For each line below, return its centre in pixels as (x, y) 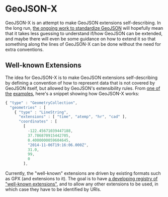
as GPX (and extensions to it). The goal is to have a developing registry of (81, 179)
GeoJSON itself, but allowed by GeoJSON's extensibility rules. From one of (83, 88)
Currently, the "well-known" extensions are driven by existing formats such (83, 173)
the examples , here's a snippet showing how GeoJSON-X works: (72, 93)
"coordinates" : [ (38, 121)
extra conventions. (24, 49)
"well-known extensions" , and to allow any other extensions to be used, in (82, 184)
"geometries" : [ (28, 107)
